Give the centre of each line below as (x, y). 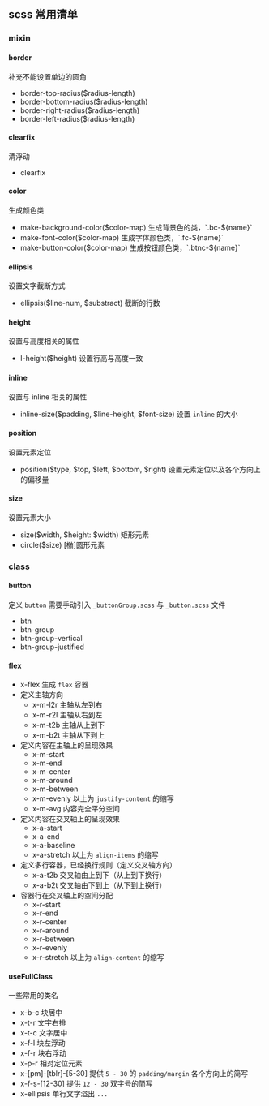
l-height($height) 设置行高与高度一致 (81, 359)
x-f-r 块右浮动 (43, 1053)
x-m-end (47, 763)
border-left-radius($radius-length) (77, 118)
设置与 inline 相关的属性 (48, 397)
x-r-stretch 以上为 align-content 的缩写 (98, 958)
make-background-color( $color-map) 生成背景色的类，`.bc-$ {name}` (136, 227)
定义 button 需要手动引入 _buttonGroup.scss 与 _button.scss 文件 (117, 605)
